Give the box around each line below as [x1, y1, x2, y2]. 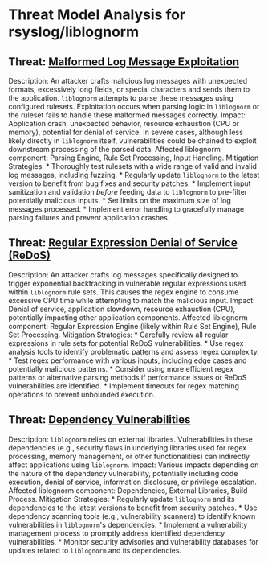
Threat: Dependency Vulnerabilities [8, 413, 191, 427]
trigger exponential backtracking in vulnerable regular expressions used [8, 278, 246, 288]
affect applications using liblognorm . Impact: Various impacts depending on [8, 460, 259, 470]
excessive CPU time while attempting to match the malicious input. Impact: [8, 295, 255, 305]
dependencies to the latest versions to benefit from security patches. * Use [8, 503, 258, 512]
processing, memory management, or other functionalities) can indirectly [8, 451, 250, 461]
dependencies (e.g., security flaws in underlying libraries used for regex [8, 442, 247, 452]
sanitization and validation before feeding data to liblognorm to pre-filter [8, 187, 248, 196]
